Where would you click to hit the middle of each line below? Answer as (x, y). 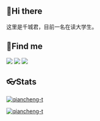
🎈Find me (24, 46)
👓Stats (21, 82)
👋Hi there (24, 11)
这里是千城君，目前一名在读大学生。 (52, 27)
